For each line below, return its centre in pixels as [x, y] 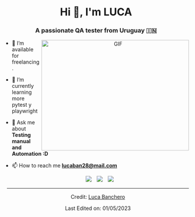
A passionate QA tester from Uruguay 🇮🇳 [96, 31]
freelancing [26, 62]
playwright [24, 111]
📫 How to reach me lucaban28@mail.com [65, 166]
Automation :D [30, 154]
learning [22, 92]
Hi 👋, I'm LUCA [96, 12]
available [22, 50]
